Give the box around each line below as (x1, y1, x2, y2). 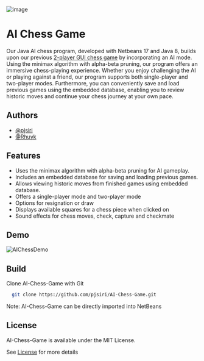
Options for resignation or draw (15, 199, 94, 207)
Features (6, 151, 41, 161)
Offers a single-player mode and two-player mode (15, 193, 141, 200)
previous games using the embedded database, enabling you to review (6, 86, 185, 93)
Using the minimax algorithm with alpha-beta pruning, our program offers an (6, 60, 198, 67)
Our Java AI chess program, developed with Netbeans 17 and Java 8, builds (6, 47, 196, 54)
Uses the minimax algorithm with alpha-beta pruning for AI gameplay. (15, 166, 190, 174)
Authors (6, 110, 38, 121)
